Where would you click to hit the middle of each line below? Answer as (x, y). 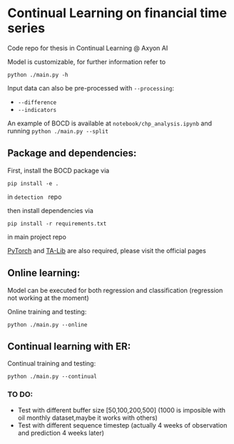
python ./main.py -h (38, 75)
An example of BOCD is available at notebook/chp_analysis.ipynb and (110, 123)
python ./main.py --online (47, 325)
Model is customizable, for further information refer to (87, 61)
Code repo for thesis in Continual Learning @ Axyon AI (88, 48)
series (26, 28)
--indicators (37, 110)
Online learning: (44, 273)
